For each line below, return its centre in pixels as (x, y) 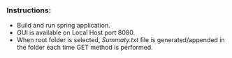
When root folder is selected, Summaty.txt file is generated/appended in (121, 40)
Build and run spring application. (63, 26)
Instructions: (29, 10)
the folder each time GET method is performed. (85, 48)
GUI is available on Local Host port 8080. (76, 32)
